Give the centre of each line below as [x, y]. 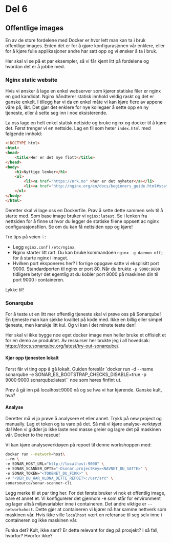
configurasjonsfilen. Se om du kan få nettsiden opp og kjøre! [69, 227]
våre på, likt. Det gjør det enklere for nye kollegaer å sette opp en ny [77, 107]
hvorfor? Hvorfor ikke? [29, 535]
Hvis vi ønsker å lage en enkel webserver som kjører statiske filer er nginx [83, 91]
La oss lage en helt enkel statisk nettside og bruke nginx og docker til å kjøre [86, 123]
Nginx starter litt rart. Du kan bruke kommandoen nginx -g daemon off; [88, 252]
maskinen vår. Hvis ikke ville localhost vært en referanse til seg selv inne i [84, 515]
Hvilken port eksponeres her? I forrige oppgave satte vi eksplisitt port [86, 263]
